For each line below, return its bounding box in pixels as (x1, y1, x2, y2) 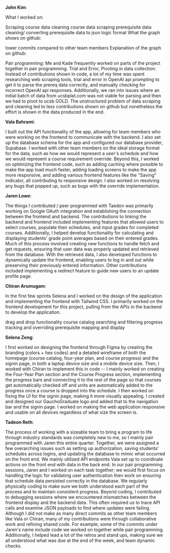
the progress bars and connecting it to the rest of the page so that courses (5, 377, 161, 383)
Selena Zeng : (5, 334, 34, 340)
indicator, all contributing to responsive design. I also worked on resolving (5, 178, 160, 183)
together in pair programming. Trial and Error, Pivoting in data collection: (5, 66, 156, 71)
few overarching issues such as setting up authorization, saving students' (5, 445, 159, 451)
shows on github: (5, 35, 42, 41)
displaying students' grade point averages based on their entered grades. (5, 235, 159, 241)
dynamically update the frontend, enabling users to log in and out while (5, 257, 154, 263)
